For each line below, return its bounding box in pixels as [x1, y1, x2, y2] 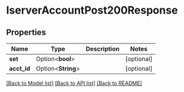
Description [85, 45, 120, 53]
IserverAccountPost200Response [6, 4, 178, 17]
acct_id [9, 65, 31, 72]
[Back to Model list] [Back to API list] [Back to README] [6, 80, 142, 87]
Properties [6, 27, 46, 37]
